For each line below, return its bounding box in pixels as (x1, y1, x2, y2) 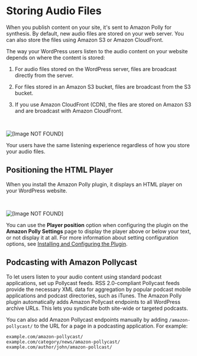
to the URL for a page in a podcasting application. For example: (34, 322, 188, 329)
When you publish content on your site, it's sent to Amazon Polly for (6, 24, 172, 31)
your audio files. (6, 148, 46, 155)
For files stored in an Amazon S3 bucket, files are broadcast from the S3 (14, 83, 191, 90)
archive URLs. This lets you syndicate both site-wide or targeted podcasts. (6, 305, 188, 312)
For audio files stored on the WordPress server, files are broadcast (14, 65, 177, 72)
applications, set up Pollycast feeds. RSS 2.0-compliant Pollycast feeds (6, 279, 180, 286)
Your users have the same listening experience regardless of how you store (6, 141, 190, 148)
